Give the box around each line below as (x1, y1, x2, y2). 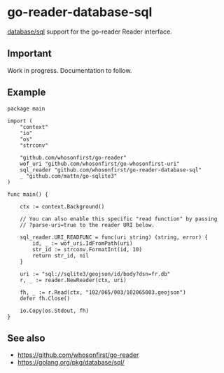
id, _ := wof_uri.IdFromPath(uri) (32, 239, 133, 247)
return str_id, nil (32, 252, 90, 259)
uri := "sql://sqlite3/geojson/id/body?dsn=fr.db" (20, 270, 171, 277)
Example (7, 87, 46, 99)
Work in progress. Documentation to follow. (7, 66, 132, 74)
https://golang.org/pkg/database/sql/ (17, 358, 125, 367)
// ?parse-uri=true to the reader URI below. (20, 221, 155, 228)
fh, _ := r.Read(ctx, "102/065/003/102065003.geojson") (20, 288, 187, 296)
